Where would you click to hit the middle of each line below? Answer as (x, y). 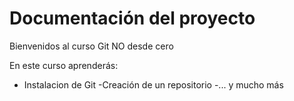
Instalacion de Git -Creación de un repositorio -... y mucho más (153, 84)
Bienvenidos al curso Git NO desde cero (91, 46)
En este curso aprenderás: (64, 65)
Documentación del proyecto (132, 18)
